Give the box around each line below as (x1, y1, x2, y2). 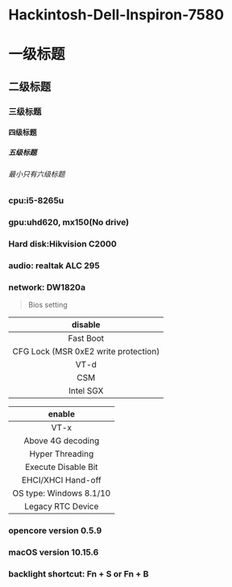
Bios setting (27, 300, 68, 309)
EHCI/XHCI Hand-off (21, 474, 102, 485)
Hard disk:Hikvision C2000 (8, 238, 117, 249)
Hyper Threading (29, 448, 94, 459)
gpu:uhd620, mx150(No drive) (8, 216, 130, 228)
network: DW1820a (8, 281, 86, 292)
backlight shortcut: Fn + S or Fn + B (8, 568, 149, 579)
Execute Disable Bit (25, 461, 98, 472)
